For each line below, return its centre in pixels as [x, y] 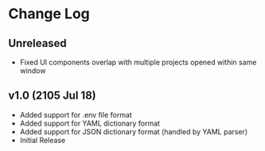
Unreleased [38, 43]
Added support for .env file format [76, 114]
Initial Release [43, 140]
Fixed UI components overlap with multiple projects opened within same [138, 62]
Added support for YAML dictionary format [90, 123]
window [33, 71]
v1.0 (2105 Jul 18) [53, 96]
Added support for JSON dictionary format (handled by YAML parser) [134, 131]
